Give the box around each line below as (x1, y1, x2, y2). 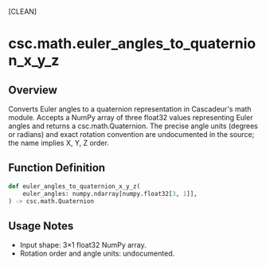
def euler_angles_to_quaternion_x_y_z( (8, 182, 141, 190)
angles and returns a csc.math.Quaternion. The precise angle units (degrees (8, 121, 259, 131)
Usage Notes (8, 219, 74, 233)
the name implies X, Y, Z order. (8, 139, 109, 147)
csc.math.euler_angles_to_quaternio (8, 35, 256, 53)
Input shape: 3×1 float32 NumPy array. (19, 241, 147, 250)
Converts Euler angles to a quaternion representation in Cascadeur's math (8, 104, 252, 114)
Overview (8, 83, 58, 96)
